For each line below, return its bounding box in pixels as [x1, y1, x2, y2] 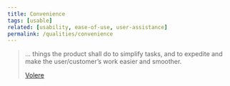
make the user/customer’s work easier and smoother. [24, 58, 182, 66]
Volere [24, 71, 44, 80]
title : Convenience [7, 10, 66, 18]
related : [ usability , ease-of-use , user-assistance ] [7, 23, 168, 31]
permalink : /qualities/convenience [7, 30, 114, 38]
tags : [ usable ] [7, 17, 53, 24]
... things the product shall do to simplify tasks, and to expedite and [24, 50, 223, 58]
